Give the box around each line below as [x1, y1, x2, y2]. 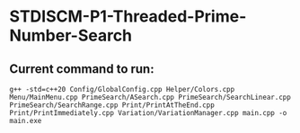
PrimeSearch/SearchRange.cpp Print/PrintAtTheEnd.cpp [9, 101, 216, 110]
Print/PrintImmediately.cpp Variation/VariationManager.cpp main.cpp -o [9, 109, 287, 118]
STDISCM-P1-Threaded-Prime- [9, 6, 247, 27]
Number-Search [9, 25, 133, 46]
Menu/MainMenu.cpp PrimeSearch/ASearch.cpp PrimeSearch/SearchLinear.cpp [9, 93, 292, 102]
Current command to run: [9, 61, 154, 76]
